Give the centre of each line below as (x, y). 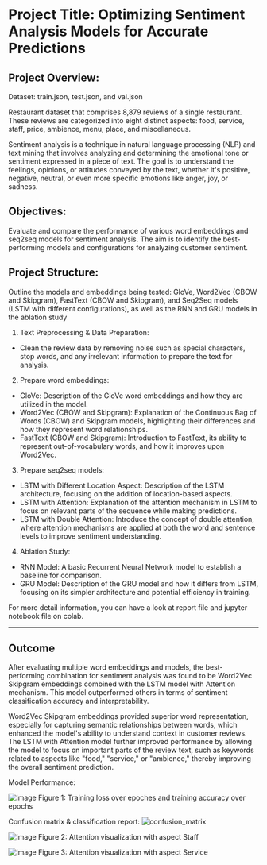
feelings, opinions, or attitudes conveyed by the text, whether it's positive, (129, 170)
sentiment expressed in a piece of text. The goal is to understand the (121, 161)
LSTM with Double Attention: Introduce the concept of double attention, (137, 519)
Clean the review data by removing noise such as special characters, (132, 348)
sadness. (23, 187)
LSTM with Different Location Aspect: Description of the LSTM (122, 485)
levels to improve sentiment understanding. (90, 536)
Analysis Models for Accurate (108, 31)
